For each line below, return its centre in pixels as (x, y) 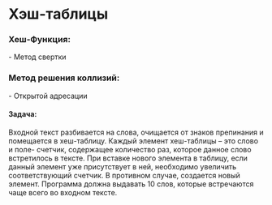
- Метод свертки (37, 57)
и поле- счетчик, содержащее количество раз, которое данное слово (130, 149)
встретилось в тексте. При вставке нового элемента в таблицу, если (128, 158)
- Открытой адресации (48, 96)
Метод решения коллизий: (64, 78)
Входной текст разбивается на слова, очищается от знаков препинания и (136, 132)
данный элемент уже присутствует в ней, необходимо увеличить (123, 166)
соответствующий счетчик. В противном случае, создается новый (125, 175)
